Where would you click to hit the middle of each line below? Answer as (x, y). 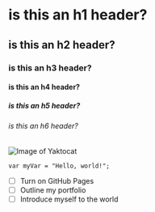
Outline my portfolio (53, 190)
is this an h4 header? (44, 87)
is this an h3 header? (50, 68)
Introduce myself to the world (69, 199)
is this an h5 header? (44, 105)
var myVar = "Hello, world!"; (59, 166)
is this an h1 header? (78, 15)
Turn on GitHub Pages (57, 180)
